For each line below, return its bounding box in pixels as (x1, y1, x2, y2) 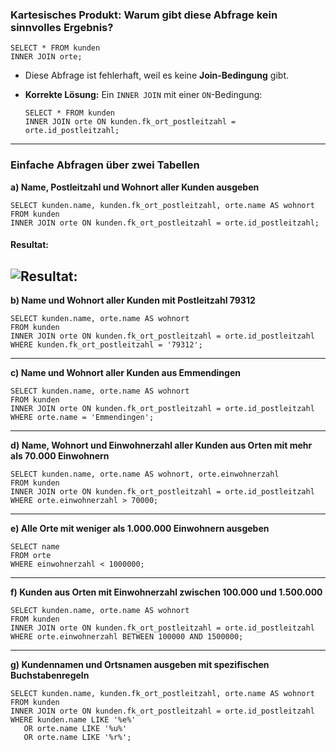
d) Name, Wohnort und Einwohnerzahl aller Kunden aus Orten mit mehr (10, 439, 313, 451)
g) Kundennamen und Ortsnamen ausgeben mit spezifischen (10, 659, 270, 670)
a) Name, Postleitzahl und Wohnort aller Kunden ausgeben (10, 181, 260, 193)
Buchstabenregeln (10, 669, 90, 681)
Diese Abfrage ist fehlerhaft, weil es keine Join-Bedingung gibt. (24, 69, 289, 82)
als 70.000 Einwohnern (10, 450, 110, 462)
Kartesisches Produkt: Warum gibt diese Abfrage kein (10, 8, 278, 22)
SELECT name (10, 542, 60, 552)
